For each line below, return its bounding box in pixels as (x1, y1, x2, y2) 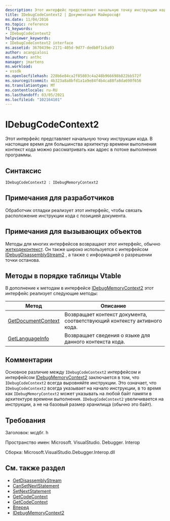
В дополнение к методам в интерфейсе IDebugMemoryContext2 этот (5, 285, 154, 291)
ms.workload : (5, 64, 33, 69)
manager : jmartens (5, 59, 44, 64)
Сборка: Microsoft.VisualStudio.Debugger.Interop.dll (5, 449, 115, 456)
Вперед (12, 504, 29, 510)
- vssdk (5, 69, 22, 74)
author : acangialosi (5, 50, 49, 55)
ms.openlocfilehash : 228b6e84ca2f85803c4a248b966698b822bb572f (5, 74, 142, 79)
